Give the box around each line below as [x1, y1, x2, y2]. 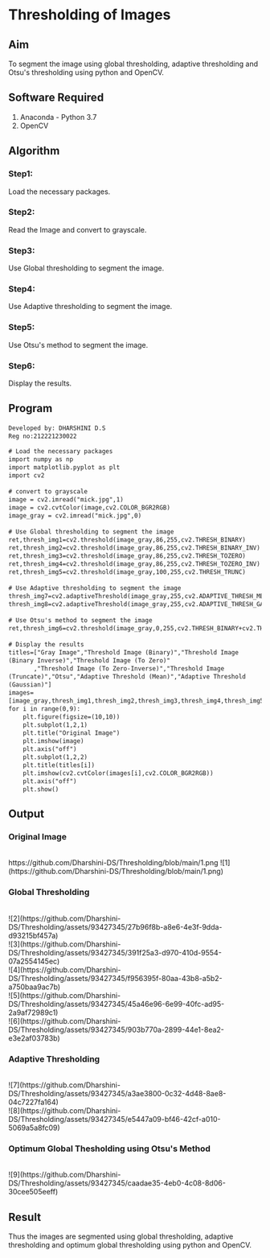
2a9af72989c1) [8, 1008, 59, 1017]
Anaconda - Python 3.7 [19, 112, 97, 122]
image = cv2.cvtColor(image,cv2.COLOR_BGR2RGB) [8, 503, 171, 512]
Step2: [8, 207, 35, 218]
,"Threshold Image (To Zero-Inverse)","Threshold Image [33, 664, 225, 673]
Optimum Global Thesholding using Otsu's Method [8, 1143, 211, 1154]
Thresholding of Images [8, 6, 171, 24]
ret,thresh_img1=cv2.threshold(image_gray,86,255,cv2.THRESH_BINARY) [8, 535, 247, 544]
